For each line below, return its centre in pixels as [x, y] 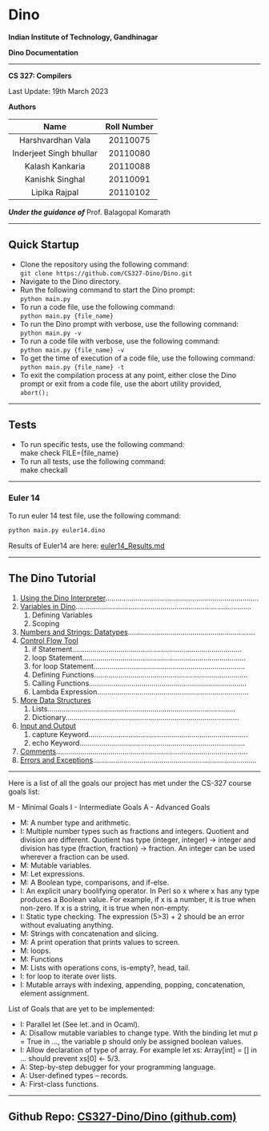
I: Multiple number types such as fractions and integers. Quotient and [134, 831]
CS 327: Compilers [40, 75]
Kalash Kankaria [55, 166]
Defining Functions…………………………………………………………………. [140, 674]
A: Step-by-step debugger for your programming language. [118, 1067]
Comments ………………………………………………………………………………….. [134, 751]
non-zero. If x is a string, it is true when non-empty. [105, 908]
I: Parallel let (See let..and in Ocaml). [80, 1024]
